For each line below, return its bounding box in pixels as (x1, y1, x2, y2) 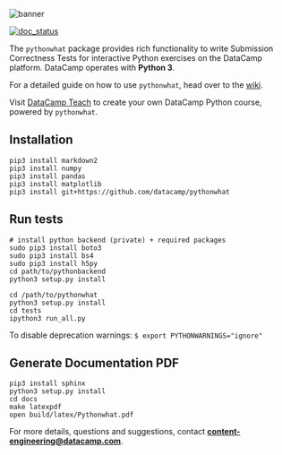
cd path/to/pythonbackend (9, 267, 106, 276)
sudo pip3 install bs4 (9, 251, 94, 260)
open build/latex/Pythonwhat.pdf (9, 410, 134, 420)
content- (207, 426, 241, 437)
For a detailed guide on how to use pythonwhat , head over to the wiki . (9, 80, 264, 90)
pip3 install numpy (9, 164, 82, 173)
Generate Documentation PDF (9, 356, 179, 371)
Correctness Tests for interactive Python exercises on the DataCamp (9, 53, 262, 63)
